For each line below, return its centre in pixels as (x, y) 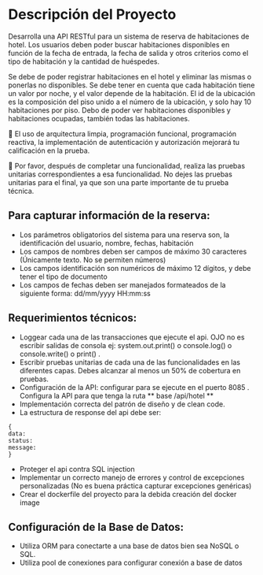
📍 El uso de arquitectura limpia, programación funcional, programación (122, 134)
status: (21, 440)
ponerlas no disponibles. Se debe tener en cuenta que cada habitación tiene (131, 85)
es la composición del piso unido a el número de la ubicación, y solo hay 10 (130, 102)
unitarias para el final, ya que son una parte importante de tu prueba (119, 182)
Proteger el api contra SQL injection (77, 469)
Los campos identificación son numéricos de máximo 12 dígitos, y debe (135, 268)
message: (22, 447)
